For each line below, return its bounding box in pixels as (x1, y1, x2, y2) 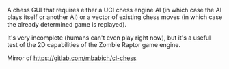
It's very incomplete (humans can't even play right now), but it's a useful (7, 33, 211, 42)
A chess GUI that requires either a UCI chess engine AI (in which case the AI (7, 6, 222, 14)
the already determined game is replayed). (7, 20, 127, 28)
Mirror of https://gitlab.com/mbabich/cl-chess (7, 54, 137, 62)
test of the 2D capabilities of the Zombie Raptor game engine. (7, 41, 181, 49)
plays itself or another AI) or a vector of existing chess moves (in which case (7, 13, 223, 21)
